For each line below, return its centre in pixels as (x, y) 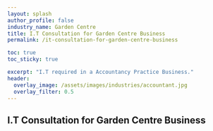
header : (19, 78)
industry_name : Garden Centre (52, 27)
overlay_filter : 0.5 (44, 92)
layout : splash (30, 14)
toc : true (22, 53)
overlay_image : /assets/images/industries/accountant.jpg (101, 85)
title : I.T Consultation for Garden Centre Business (86, 33)
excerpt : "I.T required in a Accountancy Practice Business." (101, 72)
